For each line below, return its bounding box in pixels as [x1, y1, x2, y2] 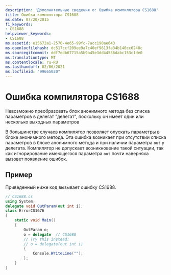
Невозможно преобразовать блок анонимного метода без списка [5, 108, 150, 114]
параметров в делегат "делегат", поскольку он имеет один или [5, 113, 144, 119]
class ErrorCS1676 [5, 208, 44, 213]
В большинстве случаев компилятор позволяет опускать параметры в [5, 129, 160, 135]
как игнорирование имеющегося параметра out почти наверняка [5, 150, 149, 156]
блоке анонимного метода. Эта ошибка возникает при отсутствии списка [5, 134, 166, 140]
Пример [5, 170, 33, 179]
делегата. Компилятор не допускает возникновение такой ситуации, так [5, 145, 164, 151]
